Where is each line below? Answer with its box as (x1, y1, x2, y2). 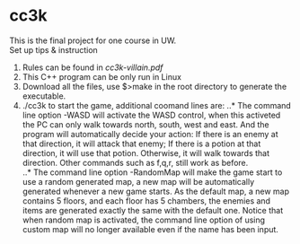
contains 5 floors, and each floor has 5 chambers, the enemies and (22, 195, 271, 206)
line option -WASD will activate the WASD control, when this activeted (22, 109, 281, 120)
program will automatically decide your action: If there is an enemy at (22, 128, 278, 139)
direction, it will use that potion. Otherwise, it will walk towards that (22, 147, 270, 158)
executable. (22, 91, 66, 101)
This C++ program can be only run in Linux (22, 71, 182, 82)
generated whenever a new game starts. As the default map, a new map (22, 186, 290, 196)
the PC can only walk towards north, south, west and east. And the (22, 118, 269, 130)
